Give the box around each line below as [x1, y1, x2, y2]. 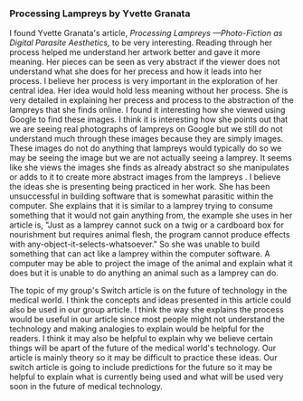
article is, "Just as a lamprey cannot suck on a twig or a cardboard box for [9, 219, 285, 230]
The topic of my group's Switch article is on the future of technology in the [9, 285, 288, 296]
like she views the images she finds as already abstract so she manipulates [9, 162, 289, 173]
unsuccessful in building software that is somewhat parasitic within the [9, 191, 274, 201]
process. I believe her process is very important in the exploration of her [9, 76, 279, 87]
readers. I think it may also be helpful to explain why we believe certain [9, 333, 274, 344]
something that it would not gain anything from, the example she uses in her [9, 210, 293, 221]
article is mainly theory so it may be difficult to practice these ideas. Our [9, 352, 278, 363]
